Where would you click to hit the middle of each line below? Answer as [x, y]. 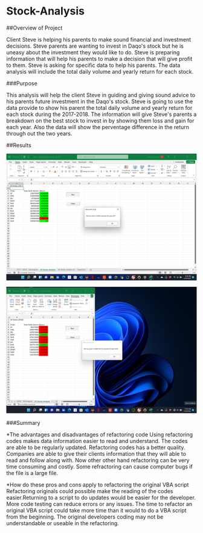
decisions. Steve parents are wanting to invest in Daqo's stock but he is [95, 46]
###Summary [23, 423]
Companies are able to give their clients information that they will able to [96, 454]
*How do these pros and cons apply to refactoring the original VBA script [98, 485]
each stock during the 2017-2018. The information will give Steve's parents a [101, 114]
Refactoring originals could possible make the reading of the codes [90, 491]
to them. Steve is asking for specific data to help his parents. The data [93, 65]
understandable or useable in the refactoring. [63, 523]
